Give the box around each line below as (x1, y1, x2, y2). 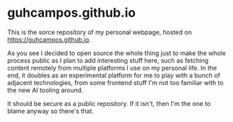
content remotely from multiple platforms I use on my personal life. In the (7, 63, 217, 72)
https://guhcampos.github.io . (7, 35, 91, 43)
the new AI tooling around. (7, 86, 84, 94)
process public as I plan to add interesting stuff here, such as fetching (7, 56, 209, 64)
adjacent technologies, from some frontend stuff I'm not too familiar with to (7, 78, 224, 86)
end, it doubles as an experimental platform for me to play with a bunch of (7, 71, 220, 79)
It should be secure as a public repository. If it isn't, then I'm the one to (7, 99, 211, 107)
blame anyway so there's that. (7, 107, 94, 115)
